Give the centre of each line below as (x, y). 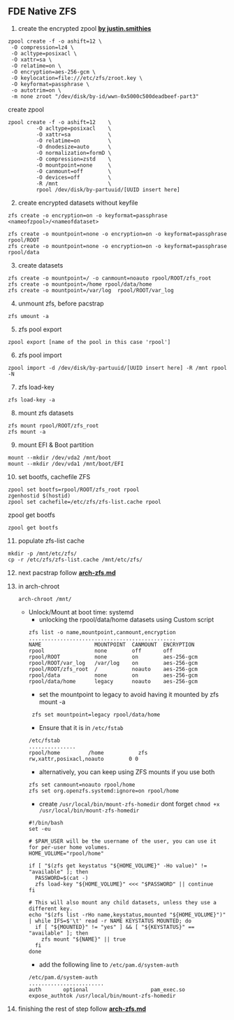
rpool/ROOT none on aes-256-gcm (113, 657)
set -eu (39, 829)
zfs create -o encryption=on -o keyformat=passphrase (88, 215)
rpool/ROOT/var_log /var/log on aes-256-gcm (113, 663)
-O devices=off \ (74, 177)
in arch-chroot (39, 586)
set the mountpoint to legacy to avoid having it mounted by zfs (129, 694)
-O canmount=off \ (74, 171)
